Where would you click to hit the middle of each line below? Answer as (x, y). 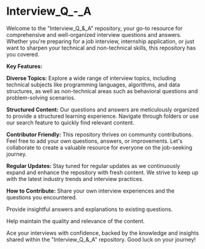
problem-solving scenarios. (41, 98)
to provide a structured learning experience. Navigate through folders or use (102, 116)
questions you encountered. (42, 197)
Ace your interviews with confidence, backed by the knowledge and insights (102, 233)
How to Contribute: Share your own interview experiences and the (91, 191)
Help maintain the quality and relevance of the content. (76, 221)
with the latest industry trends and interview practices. (75, 178)
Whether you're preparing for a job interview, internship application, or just (100, 41)
